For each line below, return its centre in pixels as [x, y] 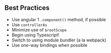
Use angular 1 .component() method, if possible [59, 19]
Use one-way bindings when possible [49, 45]
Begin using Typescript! [35, 35]
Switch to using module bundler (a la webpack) [59, 40]
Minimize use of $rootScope [39, 30]
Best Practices [27, 8]
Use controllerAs [29, 25]
